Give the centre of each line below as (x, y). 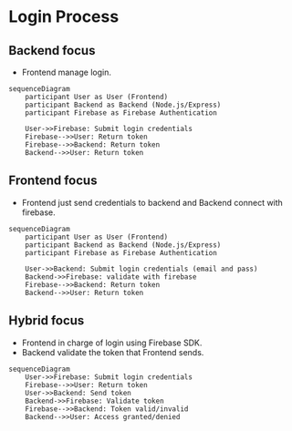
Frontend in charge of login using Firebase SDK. (112, 343)
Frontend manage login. (66, 72)
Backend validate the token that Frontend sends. (113, 352)
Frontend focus (53, 181)
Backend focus (52, 51)
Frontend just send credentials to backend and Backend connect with (152, 202)
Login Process (64, 17)
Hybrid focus (47, 321)
